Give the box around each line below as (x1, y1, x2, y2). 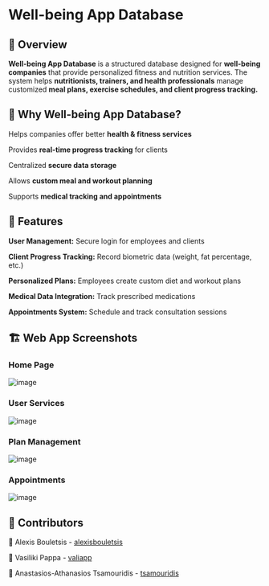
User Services (8, 398, 65, 409)
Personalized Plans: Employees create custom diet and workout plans (8, 276, 242, 285)
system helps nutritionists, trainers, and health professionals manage (8, 76, 243, 85)
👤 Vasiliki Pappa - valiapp (8, 553, 92, 563)
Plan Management (8, 436, 81, 447)
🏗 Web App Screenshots (8, 331, 138, 345)
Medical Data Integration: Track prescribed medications (8, 291, 196, 301)
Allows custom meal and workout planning (8, 175, 153, 186)
